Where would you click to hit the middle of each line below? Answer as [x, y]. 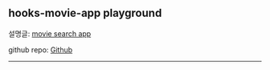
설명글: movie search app [50, 33]
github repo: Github [41, 49]
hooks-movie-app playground [85, 13]
